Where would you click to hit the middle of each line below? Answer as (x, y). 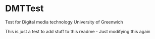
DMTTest (25, 9)
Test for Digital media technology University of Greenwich (64, 22)
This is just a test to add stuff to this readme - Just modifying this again (78, 31)
